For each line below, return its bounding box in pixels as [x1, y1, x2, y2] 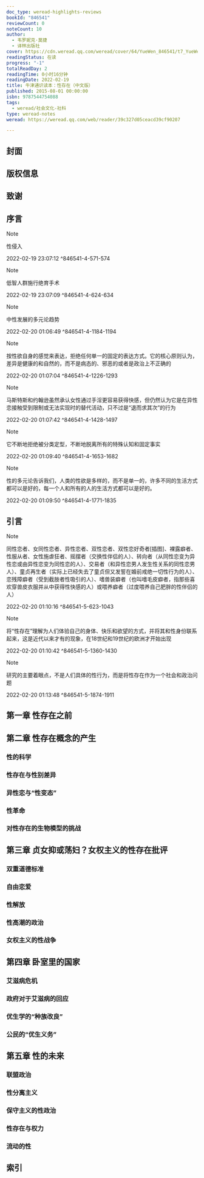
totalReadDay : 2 [6, 65, 47, 72]
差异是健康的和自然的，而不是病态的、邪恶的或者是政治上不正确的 [6, 360, 171, 367]
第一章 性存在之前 [6, 710, 72, 721]
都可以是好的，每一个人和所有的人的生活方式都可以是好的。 [6, 485, 155, 492]
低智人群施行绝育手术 [6, 279, 59, 287]
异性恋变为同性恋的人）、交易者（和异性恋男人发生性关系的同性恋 [27, 561, 190, 568]
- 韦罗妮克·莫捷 [12, 37, 47, 43]
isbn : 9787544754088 [6, 94, 59, 100]
